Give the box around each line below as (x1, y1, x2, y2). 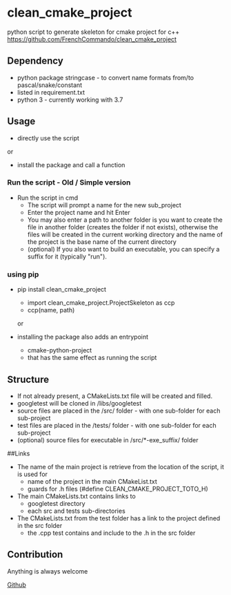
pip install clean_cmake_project (17, 285, 107, 294)
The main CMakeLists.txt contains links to (17, 492, 136, 500)
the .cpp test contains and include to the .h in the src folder (27, 529, 196, 537)
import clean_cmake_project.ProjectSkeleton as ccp (27, 299, 175, 307)
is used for (17, 470, 48, 478)
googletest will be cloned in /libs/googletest (17, 399, 142, 407)
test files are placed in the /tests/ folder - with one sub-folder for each (17, 421, 217, 429)
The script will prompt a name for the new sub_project (27, 200, 181, 209)
